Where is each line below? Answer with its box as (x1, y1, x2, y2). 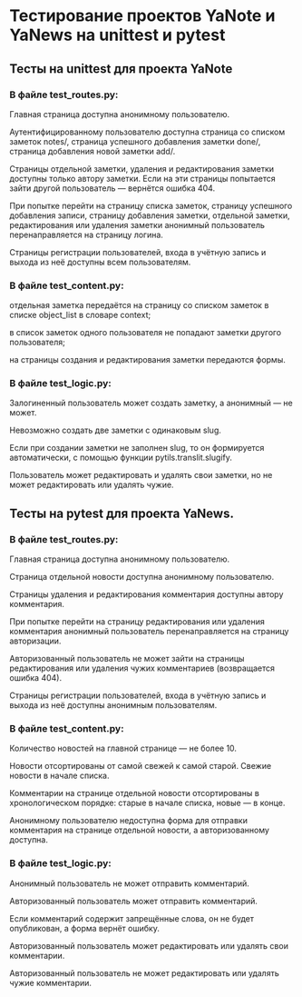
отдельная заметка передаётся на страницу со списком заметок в (9, 300, 269, 311)
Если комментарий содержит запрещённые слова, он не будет (9, 912, 255, 923)
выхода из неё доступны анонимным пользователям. (9, 700, 218, 711)
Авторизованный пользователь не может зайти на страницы (9, 653, 245, 664)
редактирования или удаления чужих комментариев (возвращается (9, 663, 275, 673)
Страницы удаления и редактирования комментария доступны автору (9, 589, 284, 600)
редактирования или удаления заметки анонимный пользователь (9, 219, 266, 230)
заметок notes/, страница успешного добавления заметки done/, (9, 135, 261, 146)
